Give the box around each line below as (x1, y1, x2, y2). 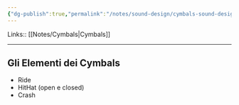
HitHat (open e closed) (17, 83, 85, 92)
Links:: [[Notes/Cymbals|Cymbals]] (7, 30, 111, 38)
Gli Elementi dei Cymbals (7, 57, 121, 70)
